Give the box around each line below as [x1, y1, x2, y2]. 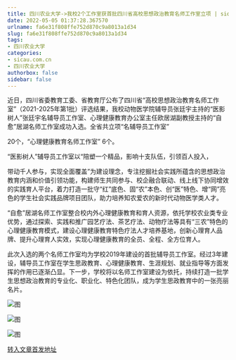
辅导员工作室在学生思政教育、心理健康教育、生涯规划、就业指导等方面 [19, 259, 223, 268]
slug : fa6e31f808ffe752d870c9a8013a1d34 [7, 30, 128, 37]
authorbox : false [7, 69, 58, 76]
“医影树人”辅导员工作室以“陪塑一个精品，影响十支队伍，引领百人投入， [7, 152, 213, 161]
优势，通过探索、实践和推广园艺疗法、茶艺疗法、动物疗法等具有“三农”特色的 [7, 218, 228, 226]
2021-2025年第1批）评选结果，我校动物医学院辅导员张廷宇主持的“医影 [22, 105, 225, 113]
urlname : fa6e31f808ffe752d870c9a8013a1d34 [7, 23, 137, 30]
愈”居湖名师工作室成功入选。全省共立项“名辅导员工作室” [7, 123, 170, 131]
